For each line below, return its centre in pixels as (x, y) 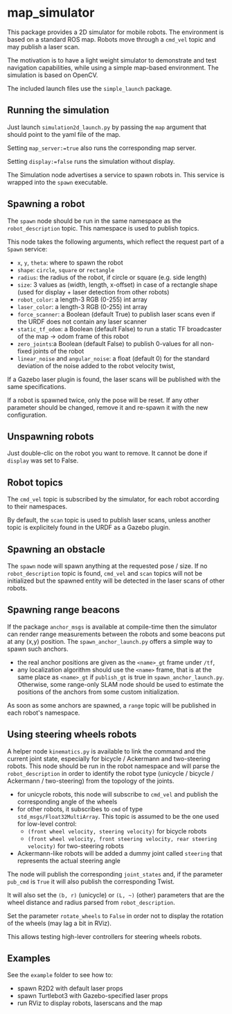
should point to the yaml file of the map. (64, 134)
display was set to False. (43, 460)
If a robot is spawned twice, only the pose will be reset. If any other (103, 400)
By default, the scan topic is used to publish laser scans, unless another (109, 520)
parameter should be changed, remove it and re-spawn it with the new (108, 407)
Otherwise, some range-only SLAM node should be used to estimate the (120, 684)
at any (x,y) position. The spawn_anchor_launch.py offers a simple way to (110, 641)
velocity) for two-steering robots (76, 846)
